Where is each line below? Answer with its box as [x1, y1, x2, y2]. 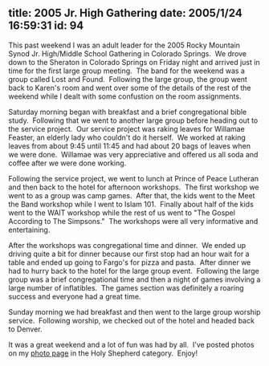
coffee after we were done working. [8, 158, 127, 168]
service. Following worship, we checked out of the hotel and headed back [8, 315, 255, 325]
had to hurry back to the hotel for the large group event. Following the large [8, 266, 259, 275]
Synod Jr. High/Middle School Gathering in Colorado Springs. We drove [8, 48, 247, 59]
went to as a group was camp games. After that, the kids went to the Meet [8, 190, 255, 200]
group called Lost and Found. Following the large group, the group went [8, 74, 247, 83]
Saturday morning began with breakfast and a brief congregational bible [8, 107, 247, 116]
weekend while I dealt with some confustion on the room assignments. [8, 91, 242, 101]
